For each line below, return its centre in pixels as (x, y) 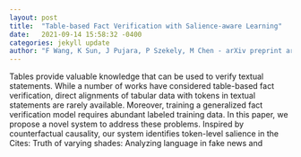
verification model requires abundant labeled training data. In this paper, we (149, 115)
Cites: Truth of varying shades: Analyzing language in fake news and (136, 144)
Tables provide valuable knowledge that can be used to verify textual (137, 76)
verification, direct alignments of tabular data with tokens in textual (133, 96)
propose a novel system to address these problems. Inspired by (127, 124)
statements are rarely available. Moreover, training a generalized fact (136, 105)
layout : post (34, 17)
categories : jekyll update (60, 43)
